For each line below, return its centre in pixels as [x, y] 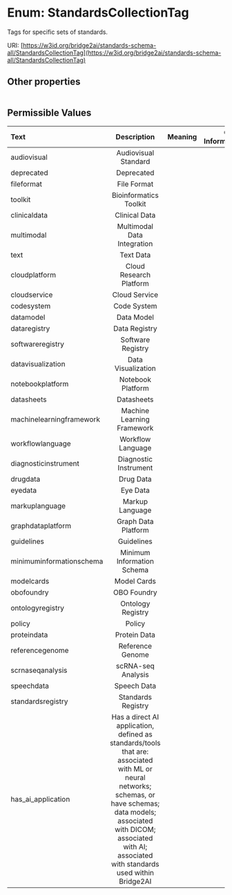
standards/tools [135, 743]
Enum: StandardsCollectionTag [98, 13]
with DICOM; [135, 829]
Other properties [44, 82]
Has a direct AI [135, 716]
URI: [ [15, 45]
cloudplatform [33, 275]
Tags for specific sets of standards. [58, 32]
